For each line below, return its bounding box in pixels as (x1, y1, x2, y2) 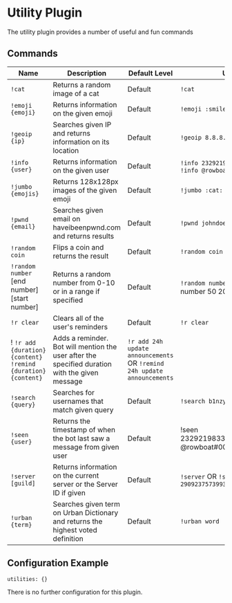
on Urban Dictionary (52, 508, 119, 517)
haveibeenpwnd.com (52, 223, 121, 232)
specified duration (52, 359, 113, 369)
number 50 (180, 286, 217, 296)
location (52, 145, 79, 155)
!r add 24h (127, 337, 164, 345)
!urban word (180, 517, 220, 525)
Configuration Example (7, 557, 109, 569)
